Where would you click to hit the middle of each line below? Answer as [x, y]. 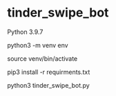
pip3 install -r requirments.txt [49, 72]
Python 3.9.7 [25, 32]
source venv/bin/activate [42, 58]
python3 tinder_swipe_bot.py [48, 85]
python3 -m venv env [38, 45]
